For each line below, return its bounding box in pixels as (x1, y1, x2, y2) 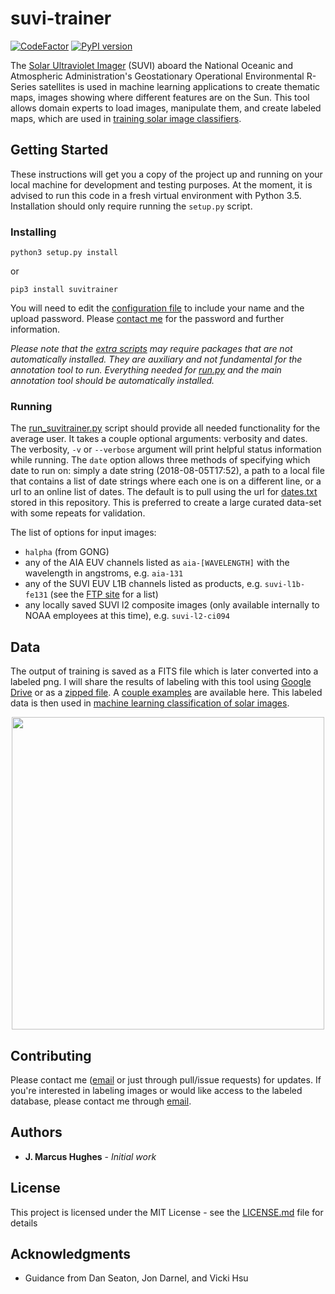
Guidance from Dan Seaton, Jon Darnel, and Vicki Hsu (24, 1272, 249, 1284)
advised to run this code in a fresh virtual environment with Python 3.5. (10, 189, 302, 201)
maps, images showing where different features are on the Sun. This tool (10, 91, 310, 103)
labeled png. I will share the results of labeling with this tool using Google (10, 676, 312, 688)
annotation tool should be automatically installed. (10, 375, 215, 387)
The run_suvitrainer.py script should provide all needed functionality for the (10, 422, 321, 434)
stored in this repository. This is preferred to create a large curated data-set (10, 497, 322, 509)
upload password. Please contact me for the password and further (10, 313, 285, 325)
